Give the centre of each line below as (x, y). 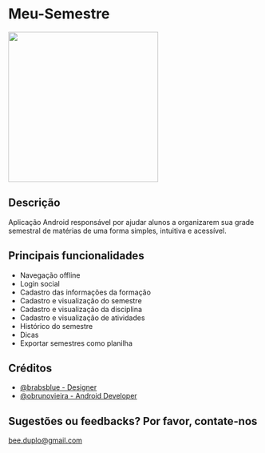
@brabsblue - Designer (58, 387)
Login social (40, 283)
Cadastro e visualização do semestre (81, 300)
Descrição (34, 203)
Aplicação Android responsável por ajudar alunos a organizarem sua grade (131, 222)
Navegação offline (50, 275)
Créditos (30, 368)
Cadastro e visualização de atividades (82, 318)
